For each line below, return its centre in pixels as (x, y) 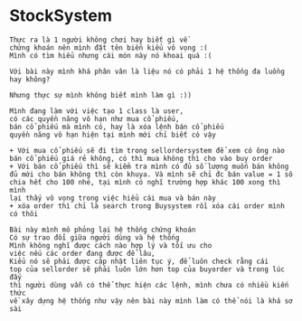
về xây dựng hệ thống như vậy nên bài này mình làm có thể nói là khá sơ (151, 301)
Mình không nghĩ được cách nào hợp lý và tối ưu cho (111, 245)
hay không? (30, 79)
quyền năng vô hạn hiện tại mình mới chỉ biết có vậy (113, 135)
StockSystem (61, 16)
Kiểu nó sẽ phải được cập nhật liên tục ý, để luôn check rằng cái (139, 261)
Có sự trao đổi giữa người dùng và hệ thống (94, 237)
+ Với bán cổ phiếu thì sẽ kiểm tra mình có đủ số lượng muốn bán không (149, 166)
